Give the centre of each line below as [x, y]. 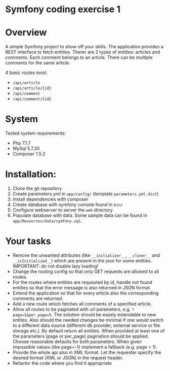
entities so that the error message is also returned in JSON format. [82, 287]
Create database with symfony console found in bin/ [68, 205]
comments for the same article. [38, 63]
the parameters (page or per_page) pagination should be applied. [81, 336]
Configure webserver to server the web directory [62, 210]
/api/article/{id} [32, 88]
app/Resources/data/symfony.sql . [47, 221]
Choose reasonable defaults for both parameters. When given [77, 342]
